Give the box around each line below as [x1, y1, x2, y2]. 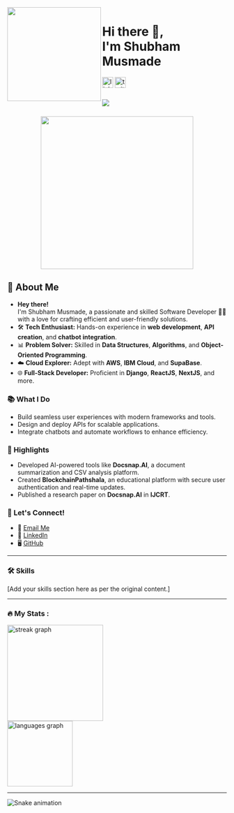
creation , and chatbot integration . [17, 332, 117, 341]
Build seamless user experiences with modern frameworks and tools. [17, 412, 216, 421]
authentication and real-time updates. [17, 483, 126, 492]
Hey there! [17, 300, 49, 308]
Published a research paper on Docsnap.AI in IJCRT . [17, 490, 171, 499]
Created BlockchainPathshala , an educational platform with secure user [17, 476, 226, 484]
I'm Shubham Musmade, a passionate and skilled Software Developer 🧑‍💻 [17, 307, 226, 316]
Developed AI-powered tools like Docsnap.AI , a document [17, 461, 186, 469]
